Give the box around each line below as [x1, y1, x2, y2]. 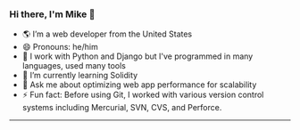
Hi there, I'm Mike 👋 [9, 8, 96, 20]
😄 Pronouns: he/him [21, 42, 98, 53]
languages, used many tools [21, 61, 127, 71]
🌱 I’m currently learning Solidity [21, 70, 138, 81]
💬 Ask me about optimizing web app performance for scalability [21, 79, 257, 90]
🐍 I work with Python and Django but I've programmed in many [21, 51, 254, 61]
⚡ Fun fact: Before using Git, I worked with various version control [21, 89, 264, 101]
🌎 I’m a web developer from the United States [21, 28, 193, 39]
